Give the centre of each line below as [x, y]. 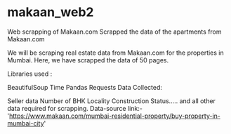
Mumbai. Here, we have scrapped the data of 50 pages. [88, 60]
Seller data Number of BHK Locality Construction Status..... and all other [112, 101]
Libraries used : [30, 74]
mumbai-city [26, 123]
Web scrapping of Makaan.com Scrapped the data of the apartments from [115, 32]
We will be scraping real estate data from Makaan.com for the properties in [116, 53]
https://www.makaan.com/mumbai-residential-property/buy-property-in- [115, 116]
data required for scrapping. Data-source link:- [75, 108]
